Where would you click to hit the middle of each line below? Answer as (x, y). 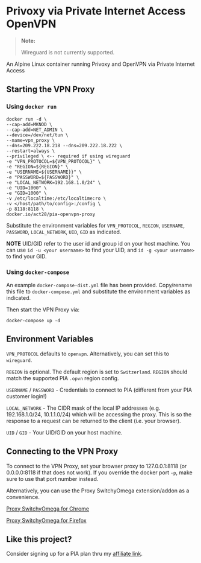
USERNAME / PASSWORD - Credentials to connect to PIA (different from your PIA (99, 390)
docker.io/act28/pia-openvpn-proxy (51, 214)
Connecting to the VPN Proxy (62, 452)
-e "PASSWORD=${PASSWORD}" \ (43, 177)
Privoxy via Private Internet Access (96, 11)
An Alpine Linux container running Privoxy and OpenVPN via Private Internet (100, 64)
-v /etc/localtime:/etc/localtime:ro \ (56, 198)
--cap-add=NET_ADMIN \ (35, 130)
